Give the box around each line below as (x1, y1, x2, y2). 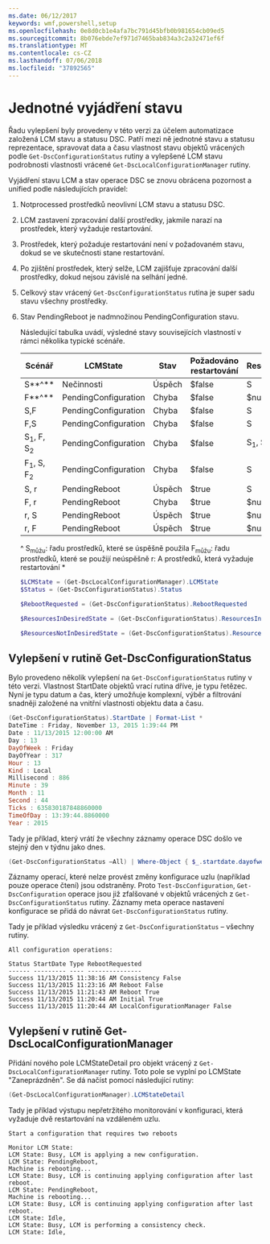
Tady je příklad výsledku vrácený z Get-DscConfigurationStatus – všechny (8, 922, 255, 932)
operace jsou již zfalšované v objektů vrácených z (67, 889, 234, 899)
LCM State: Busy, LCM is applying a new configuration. (8, 1151, 199, 1159)
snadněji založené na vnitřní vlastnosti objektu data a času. (8, 698, 204, 709)
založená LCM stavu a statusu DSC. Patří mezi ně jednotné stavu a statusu (8, 134, 255, 143)
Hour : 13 (8, 758, 42, 767)
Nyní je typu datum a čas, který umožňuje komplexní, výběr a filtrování (8, 690, 242, 700)
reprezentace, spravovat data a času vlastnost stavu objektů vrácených (8, 143, 245, 152)
